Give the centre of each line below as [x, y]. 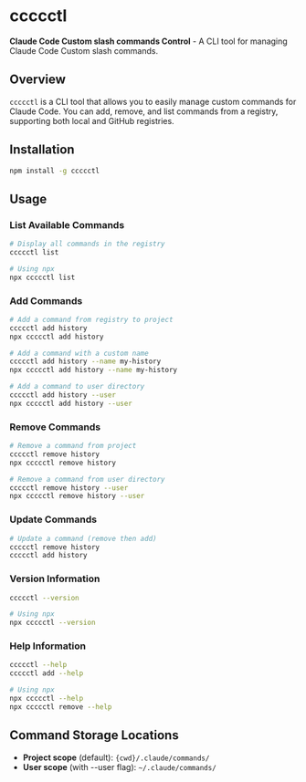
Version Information [55, 579]
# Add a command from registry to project [91, 319]
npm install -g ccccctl [55, 171]
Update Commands [53, 519]
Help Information [48, 646]
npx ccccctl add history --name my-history [94, 370]
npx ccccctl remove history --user [77, 496]
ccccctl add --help [47, 673]
